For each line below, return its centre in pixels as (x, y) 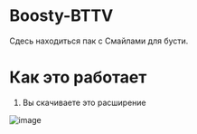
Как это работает (78, 77)
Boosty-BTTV (61, 16)
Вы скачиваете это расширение (84, 102)
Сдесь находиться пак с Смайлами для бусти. (99, 41)
